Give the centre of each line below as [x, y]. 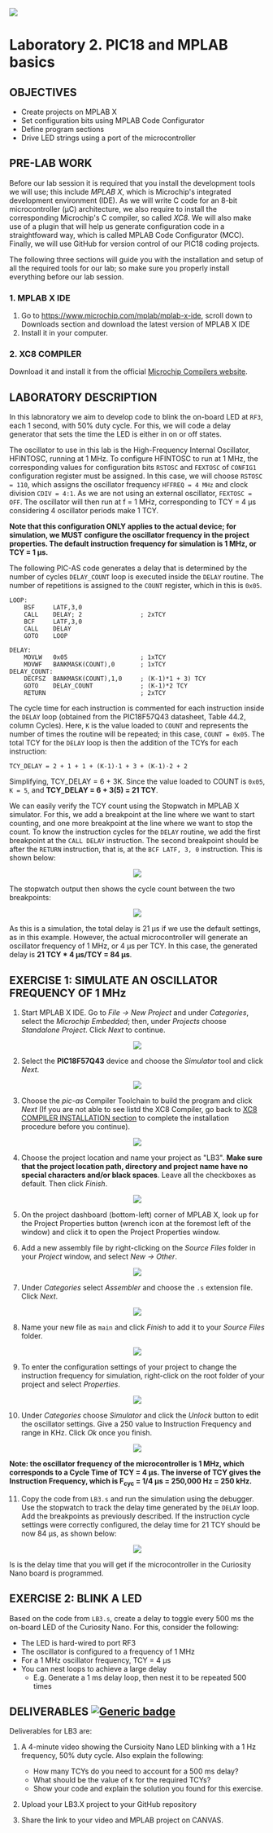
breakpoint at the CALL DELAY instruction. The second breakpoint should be [134, 841]
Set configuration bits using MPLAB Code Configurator [113, 121]
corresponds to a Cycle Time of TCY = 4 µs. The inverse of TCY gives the [135, 1473]
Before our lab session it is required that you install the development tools [132, 182]
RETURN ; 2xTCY [95, 693]
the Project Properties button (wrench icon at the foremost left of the [136, 1224]
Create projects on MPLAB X [69, 112]
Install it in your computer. [64, 333]
